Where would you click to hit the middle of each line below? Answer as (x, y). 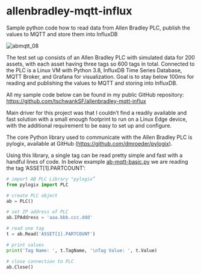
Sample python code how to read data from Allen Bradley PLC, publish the (98, 28)
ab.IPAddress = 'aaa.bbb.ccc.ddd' (50, 218)
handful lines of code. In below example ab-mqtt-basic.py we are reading (97, 161)
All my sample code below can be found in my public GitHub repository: (95, 94)
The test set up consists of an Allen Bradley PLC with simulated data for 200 (101, 57)
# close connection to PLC (40, 261)
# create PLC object (32, 196)
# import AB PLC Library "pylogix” (51, 179)
